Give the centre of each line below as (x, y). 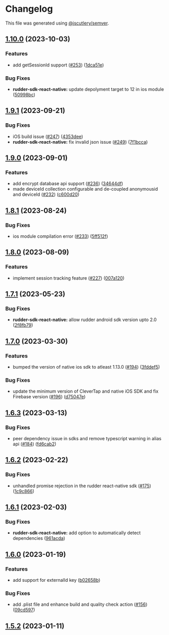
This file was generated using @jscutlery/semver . (57, 23)
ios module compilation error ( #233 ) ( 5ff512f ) (60, 236)
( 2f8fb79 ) (23, 325)
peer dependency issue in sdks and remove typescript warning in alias (87, 439)
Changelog (29, 9)
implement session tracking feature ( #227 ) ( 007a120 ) (68, 278)
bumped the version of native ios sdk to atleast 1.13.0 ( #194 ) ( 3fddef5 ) (86, 367)
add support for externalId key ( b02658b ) (56, 580)
